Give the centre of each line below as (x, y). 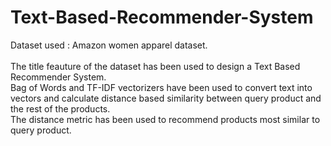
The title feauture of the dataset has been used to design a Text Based (155, 66)
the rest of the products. (60, 108)
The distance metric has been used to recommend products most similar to (165, 119)
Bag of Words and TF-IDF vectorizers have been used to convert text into (161, 87)
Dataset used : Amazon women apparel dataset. (109, 45)
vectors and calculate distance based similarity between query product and (166, 98)
